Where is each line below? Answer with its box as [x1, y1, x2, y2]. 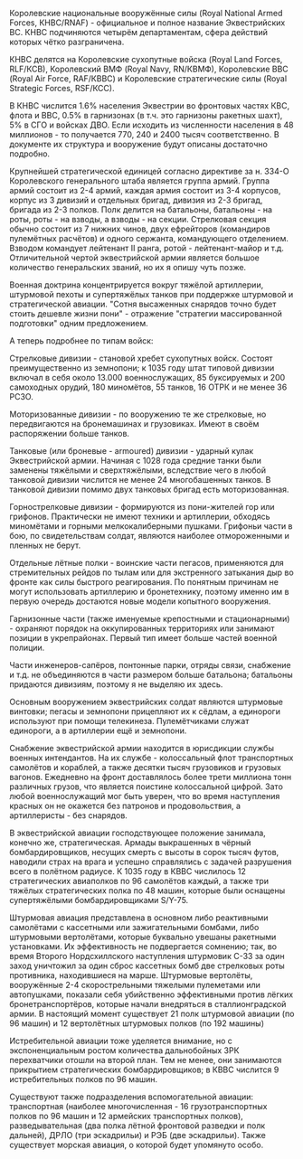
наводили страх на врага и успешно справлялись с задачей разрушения [9, 856, 292, 867]
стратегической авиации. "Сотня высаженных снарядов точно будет [9, 298, 277, 309]
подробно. [9, 148, 51, 159]
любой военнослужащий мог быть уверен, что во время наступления [9, 791, 280, 801]
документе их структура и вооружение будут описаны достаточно [9, 139, 269, 149]
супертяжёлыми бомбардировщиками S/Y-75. [9, 895, 189, 905]
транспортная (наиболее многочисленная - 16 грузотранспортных [9, 1101, 268, 1111]
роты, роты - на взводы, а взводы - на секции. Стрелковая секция [9, 214, 267, 224]
